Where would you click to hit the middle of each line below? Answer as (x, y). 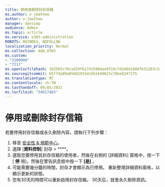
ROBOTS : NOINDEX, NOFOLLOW (33, 42)
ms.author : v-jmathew (27, 14)
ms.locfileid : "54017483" (31, 92)
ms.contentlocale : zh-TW (30, 83)
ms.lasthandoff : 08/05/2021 (34, 87)
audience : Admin (22, 28)
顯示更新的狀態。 (29, 174)
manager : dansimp (23, 23)
